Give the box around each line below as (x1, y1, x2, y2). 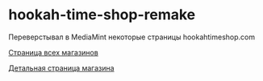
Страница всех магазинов (8, 47, 98, 57)
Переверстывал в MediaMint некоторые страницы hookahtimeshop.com (8, 32, 256, 42)
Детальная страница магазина (8, 63, 115, 73)
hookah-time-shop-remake (8, 6, 196, 24)
